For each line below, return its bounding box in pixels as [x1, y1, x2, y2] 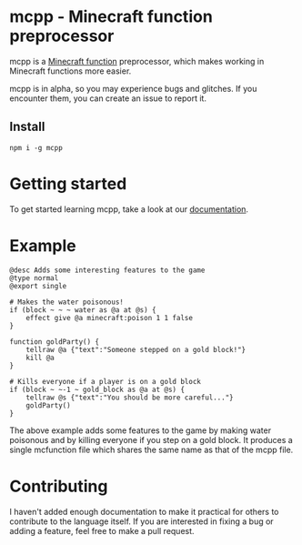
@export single [9, 281, 67, 290]
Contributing [9, 476, 108, 497]
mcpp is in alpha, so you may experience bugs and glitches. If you [9, 83, 257, 94]
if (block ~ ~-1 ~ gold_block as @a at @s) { [9, 385, 185, 394]
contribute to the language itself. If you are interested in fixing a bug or [9, 516, 275, 527]
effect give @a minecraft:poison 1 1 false [25, 313, 194, 322]
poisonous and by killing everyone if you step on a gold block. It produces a [9, 434, 293, 445]
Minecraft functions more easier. [9, 66, 132, 76]
